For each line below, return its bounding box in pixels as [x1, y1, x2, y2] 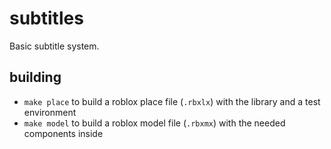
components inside [23, 127, 104, 139]
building [9, 69, 62, 86]
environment [23, 106, 77, 118]
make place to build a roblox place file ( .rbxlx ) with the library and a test [23, 95, 321, 107]
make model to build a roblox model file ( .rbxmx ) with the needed [23, 117, 286, 129]
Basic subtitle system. [9, 40, 100, 52]
